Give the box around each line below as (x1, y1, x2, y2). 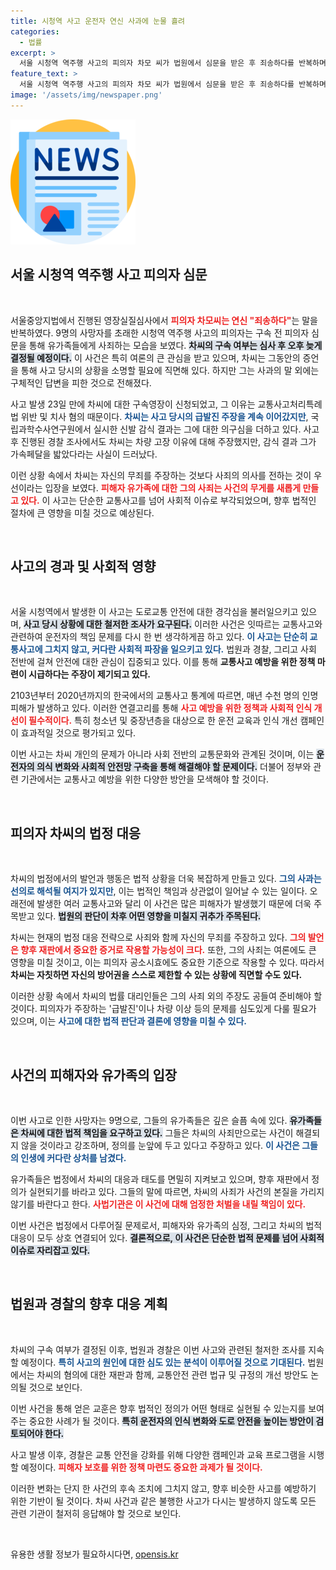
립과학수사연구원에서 (10, 423, 92, 435)
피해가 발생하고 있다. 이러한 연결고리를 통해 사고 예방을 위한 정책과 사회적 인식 (10, 702, 313, 714)
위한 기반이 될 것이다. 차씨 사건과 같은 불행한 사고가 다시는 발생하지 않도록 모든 (10, 1495, 317, 1507)
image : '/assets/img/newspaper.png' (10, 90, 163, 100)
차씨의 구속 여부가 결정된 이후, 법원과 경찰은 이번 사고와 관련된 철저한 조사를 (10, 1343, 307, 1355)
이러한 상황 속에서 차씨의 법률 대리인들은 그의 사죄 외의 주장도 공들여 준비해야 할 (10, 990, 323, 1002)
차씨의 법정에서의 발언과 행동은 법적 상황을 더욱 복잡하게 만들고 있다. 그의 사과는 (10, 873, 322, 885)
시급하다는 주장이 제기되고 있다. (28, 668, 152, 680)
